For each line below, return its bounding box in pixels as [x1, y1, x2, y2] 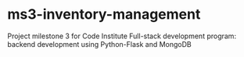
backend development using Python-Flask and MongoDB [7, 39, 192, 48]
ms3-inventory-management [7, 5, 201, 23]
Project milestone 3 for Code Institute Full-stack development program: [7, 31, 236, 41]
